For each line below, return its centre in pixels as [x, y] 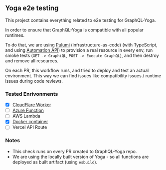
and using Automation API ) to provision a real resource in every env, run [79, 50]
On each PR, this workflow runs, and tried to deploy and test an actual [77, 70]
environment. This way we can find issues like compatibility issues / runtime [83, 76]
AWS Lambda [26, 116]
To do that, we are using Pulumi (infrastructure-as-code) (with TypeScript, [82, 45]
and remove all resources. [32, 61]
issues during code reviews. [34, 81]
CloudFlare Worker [32, 105]
